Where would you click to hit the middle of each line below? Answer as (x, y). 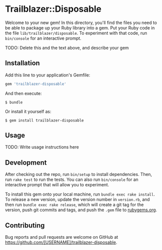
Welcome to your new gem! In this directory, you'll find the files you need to (81, 23)
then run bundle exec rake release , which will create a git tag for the (74, 205)
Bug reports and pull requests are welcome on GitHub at (62, 237)
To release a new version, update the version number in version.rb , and (78, 200)
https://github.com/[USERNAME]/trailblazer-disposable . (61, 242)
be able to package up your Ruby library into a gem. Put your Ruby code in (80, 27)
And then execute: (23, 93)
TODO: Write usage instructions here (42, 147)
